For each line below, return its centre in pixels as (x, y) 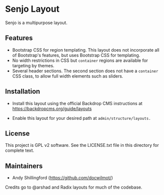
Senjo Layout (32, 9)
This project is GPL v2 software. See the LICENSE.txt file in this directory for (82, 145)
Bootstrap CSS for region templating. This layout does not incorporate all (86, 50)
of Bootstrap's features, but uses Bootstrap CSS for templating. (76, 55)
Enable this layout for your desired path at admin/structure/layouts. (82, 118)
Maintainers (24, 166)
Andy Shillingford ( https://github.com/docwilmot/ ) (62, 178)
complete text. (20, 150)
